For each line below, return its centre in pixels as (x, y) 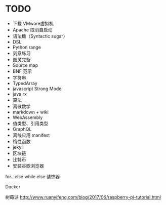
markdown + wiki (31, 112)
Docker (13, 187)
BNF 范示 (22, 71)
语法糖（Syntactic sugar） (40, 36)
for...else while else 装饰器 (33, 176)
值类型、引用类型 (30, 123)
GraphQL (22, 129)
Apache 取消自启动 (32, 30)
